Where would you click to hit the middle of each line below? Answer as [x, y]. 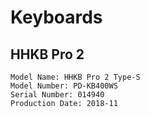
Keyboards [56, 17]
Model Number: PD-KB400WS [64, 86]
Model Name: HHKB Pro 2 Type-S [75, 77]
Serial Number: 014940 [57, 95]
